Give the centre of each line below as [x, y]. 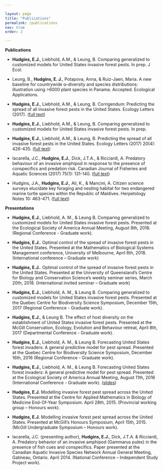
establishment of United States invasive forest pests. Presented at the [82, 323]
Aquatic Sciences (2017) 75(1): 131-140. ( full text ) [61, 174]
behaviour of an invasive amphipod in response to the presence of [79, 163]
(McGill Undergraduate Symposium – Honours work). [65, 427]
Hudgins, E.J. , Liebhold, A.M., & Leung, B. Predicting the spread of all [82, 139]
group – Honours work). [36, 408]
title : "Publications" [28, 18]
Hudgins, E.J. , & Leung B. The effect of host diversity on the [73, 317]
